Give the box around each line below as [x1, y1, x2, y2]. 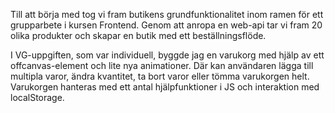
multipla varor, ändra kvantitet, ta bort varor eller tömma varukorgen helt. [10, 70, 310, 82]
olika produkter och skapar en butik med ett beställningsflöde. [10, 30, 267, 41]
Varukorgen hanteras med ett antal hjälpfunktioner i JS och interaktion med [10, 81, 320, 93]
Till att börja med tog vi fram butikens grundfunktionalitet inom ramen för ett [10, 9, 324, 20]
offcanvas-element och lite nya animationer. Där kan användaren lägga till [10, 60, 314, 71]
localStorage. [10, 92, 65, 103]
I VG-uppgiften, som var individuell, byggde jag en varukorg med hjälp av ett [10, 49, 325, 61]
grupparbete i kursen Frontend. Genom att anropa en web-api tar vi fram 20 [10, 19, 323, 31]
